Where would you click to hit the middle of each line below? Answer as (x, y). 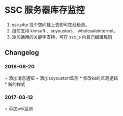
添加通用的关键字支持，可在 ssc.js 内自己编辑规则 (62, 37)
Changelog (22, 53)
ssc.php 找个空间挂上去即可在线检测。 (50, 25)
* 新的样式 (15, 84)
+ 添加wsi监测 (19, 108)
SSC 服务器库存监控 (45, 10)
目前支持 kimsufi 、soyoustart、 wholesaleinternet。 (65, 30)
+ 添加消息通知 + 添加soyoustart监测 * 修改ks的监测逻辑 (61, 78)
